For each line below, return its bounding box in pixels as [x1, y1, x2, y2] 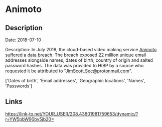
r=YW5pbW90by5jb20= [5, 116, 54, 122]
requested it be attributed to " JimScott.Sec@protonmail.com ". [5, 68, 133, 74]
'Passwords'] [5, 83, 33, 89]
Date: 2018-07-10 [5, 37, 42, 43]
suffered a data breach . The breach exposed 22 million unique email [5, 52, 146, 58]
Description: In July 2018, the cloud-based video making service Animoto [5, 47, 157, 52]
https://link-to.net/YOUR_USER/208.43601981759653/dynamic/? [5, 110, 138, 116]
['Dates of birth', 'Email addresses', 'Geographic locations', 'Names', [5, 78, 145, 83]
